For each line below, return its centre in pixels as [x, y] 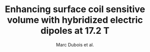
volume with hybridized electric [75, 20]
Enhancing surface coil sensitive [75, 9]
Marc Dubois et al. [75, 44]
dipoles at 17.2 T [75, 31]
